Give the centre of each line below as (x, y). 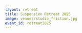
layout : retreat (21, 9)
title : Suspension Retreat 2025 (38, 14)
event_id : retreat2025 (28, 23)
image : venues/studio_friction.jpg (41, 18)
